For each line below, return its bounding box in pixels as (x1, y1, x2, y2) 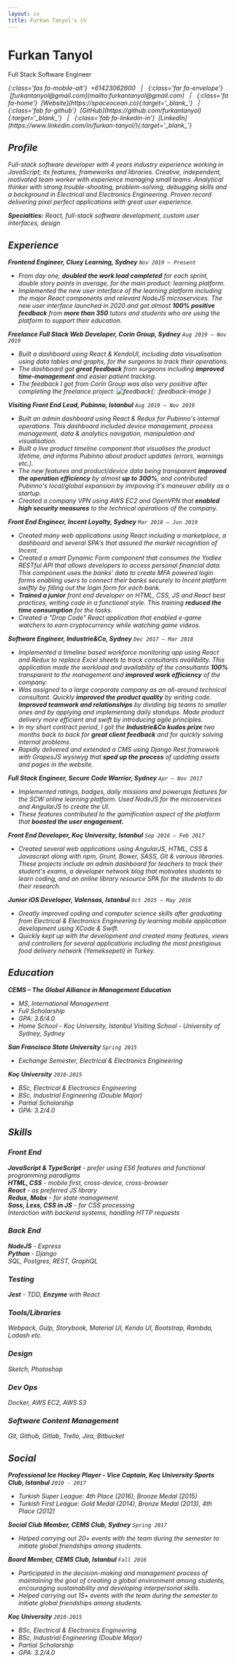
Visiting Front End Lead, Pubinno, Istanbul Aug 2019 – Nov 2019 (8, 401, 195, 409)
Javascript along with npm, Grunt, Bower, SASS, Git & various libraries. (18, 852, 225, 861)
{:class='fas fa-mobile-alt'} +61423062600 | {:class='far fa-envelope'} (8, 84, 223, 92)
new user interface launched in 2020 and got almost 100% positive (18, 302, 216, 310)
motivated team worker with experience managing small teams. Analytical (8, 175, 224, 184)
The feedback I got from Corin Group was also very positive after (18, 380, 208, 388)
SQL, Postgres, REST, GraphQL (8, 1257, 98, 1265)
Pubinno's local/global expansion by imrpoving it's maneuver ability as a (18, 482, 230, 490)
